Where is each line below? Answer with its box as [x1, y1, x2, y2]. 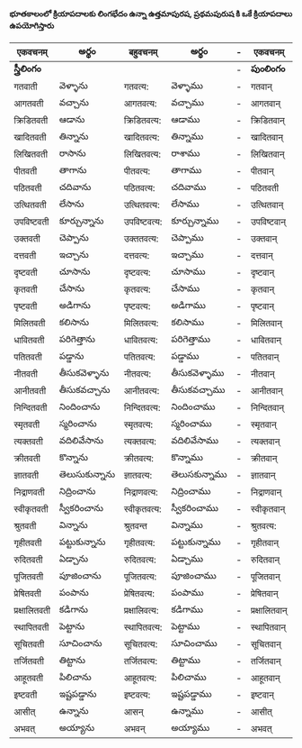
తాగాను [58, 164, 87, 177]
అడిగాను [58, 299, 92, 312]
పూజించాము [170, 570, 218, 582]
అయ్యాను [58, 722, 95, 734]
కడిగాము [170, 603, 204, 616]
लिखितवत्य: [123, 148, 162, 160]
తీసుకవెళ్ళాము [170, 367, 225, 379]
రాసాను [58, 147, 86, 160]
